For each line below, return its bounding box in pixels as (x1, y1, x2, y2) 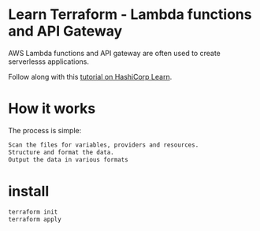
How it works (8, 100, 96, 117)
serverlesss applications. (8, 57, 89, 66)
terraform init (8, 208, 58, 216)
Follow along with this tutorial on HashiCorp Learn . (8, 72, 173, 81)
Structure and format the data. (8, 148, 114, 156)
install (8, 182, 50, 200)
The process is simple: (8, 125, 82, 135)
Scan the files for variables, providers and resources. (8, 140, 199, 149)
